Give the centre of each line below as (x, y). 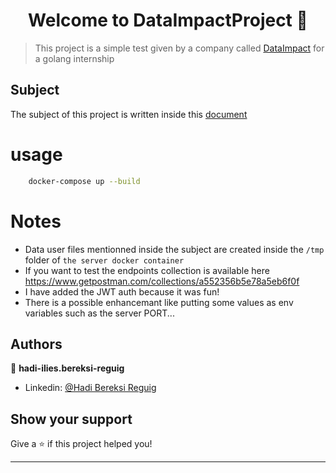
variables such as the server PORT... (99, 313)
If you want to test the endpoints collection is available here (147, 270)
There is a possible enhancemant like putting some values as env (159, 302)
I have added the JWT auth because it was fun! (122, 291)
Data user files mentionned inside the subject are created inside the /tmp (174, 249)
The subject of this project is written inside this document (129, 114)
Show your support (71, 419)
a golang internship (74, 58)
